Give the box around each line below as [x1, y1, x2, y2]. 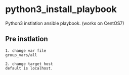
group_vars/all [5, 52, 37, 57]
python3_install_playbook [5, 4, 117, 15]
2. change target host [5, 61, 53, 66]
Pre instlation [5, 35, 48, 43]
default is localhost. [5, 65, 53, 71]
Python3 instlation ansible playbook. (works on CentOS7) [5, 20, 124, 26]
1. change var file [5, 48, 47, 53]
